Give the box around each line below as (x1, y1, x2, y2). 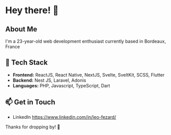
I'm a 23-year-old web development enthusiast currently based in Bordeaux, (5, 38, 166, 44)
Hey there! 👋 (5, 5, 59, 16)
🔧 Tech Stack (5, 58, 48, 67)
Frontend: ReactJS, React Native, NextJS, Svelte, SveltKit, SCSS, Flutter (12, 72, 165, 78)
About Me (5, 25, 37, 33)
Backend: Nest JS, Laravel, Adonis (12, 77, 86, 83)
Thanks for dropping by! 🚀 (5, 124, 60, 130)
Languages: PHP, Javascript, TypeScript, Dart (12, 82, 110, 88)
